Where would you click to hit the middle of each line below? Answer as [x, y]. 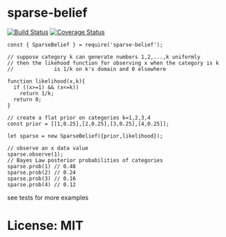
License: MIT [45, 226]
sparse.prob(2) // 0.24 [42, 172]
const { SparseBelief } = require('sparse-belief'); [85, 44]
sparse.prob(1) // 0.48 [42, 166]
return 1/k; [37, 93]
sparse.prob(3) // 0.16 [42, 179]
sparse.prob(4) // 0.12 [42, 185]
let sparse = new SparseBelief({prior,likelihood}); [85, 136]
